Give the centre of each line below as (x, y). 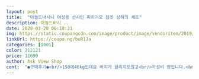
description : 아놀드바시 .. (38, 23)
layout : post (22, 12)
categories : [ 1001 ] (30, 45)
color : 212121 (24, 50)
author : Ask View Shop (34, 61)
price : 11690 (22, 56)
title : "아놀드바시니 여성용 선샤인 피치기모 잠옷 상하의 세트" (74, 17)
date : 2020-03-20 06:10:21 (39, 28)
